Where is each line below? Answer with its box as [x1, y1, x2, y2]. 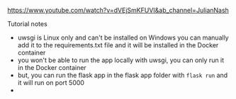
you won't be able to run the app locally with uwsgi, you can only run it [17, 56, 225, 64]
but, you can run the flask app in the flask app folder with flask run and [17, 71, 228, 79]
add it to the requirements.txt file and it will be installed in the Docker [17, 41, 219, 49]
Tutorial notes [7, 20, 47, 28]
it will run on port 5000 [17, 78, 85, 87]
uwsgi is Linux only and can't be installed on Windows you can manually [17, 33, 229, 42]
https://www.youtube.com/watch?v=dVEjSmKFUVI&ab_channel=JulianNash [7, 6, 229, 14]
